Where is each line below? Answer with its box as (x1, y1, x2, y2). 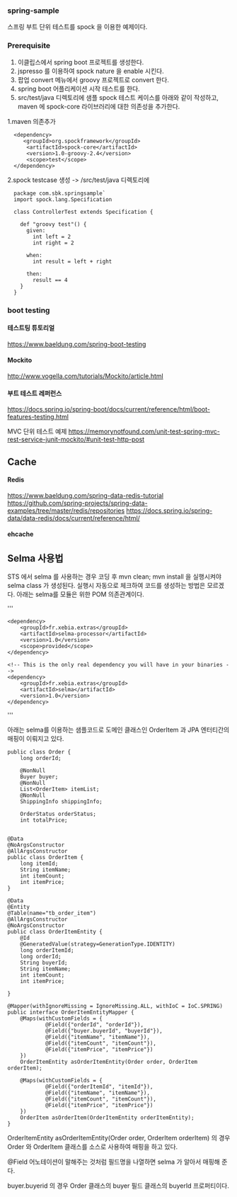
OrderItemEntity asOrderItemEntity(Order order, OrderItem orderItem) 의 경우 (7, 1134, 231, 1142)
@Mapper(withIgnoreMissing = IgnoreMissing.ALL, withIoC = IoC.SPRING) (7, 1003, 223, 1010)
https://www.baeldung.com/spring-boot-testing (7, 339, 146, 348)
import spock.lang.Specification (13, 195, 112, 203)
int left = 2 (33, 233, 71, 240)
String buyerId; (20, 959, 69, 967)
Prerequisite (7, 41, 51, 51)
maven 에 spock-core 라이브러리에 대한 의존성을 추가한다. (17, 102, 180, 110)
